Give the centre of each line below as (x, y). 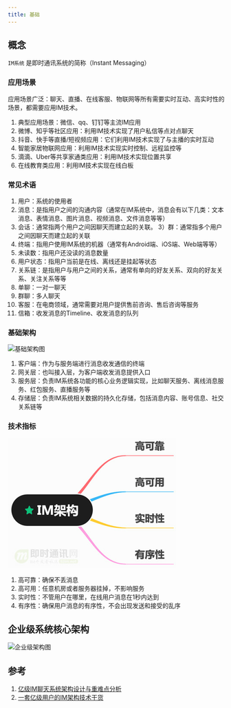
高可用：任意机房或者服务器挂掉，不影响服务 (81, 588)
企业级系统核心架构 (48, 630)
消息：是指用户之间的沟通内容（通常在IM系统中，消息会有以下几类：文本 (121, 210)
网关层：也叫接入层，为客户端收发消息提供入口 (84, 372)
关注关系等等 (48, 279)
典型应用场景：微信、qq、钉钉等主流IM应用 (79, 122)
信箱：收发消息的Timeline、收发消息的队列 (78, 313)
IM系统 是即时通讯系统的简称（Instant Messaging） (79, 63)
